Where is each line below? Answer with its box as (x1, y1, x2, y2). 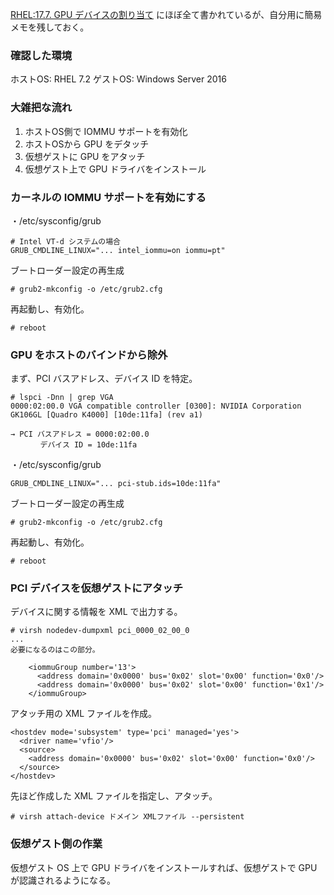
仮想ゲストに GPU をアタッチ (24, 150, 146, 162)
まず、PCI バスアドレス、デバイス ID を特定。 (10, 373, 198, 385)
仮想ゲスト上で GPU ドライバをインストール (24, 163, 207, 175)
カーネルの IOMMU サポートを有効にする (10, 190, 207, 204)
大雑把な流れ (10, 101, 73, 115)
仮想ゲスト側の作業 (10, 837, 103, 851)
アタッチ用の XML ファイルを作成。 (10, 708, 157, 720)
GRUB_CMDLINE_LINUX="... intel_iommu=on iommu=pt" (10, 245, 226, 255)
